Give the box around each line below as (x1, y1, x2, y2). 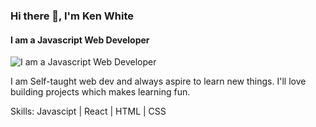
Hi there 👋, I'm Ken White (10, 9, 134, 23)
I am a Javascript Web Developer (10, 34, 150, 46)
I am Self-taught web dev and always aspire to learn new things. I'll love (10, 75, 307, 88)
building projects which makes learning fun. (10, 86, 191, 98)
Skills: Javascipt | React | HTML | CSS (10, 105, 167, 118)
